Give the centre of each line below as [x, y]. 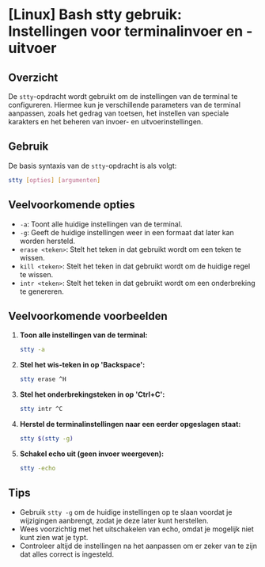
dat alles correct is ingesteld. [67, 554]
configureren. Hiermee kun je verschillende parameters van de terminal [125, 105]
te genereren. [42, 291]
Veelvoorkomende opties [72, 205]
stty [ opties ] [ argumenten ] [55, 180]
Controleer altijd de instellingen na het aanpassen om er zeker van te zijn [138, 546]
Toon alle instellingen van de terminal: [83, 335]
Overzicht [33, 77]
